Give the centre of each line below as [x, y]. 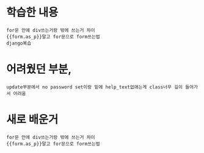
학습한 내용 [32, 12]
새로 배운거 [32, 120]
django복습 [19, 43]
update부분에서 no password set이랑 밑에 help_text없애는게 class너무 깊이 [95, 87]
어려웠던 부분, [39, 69]
